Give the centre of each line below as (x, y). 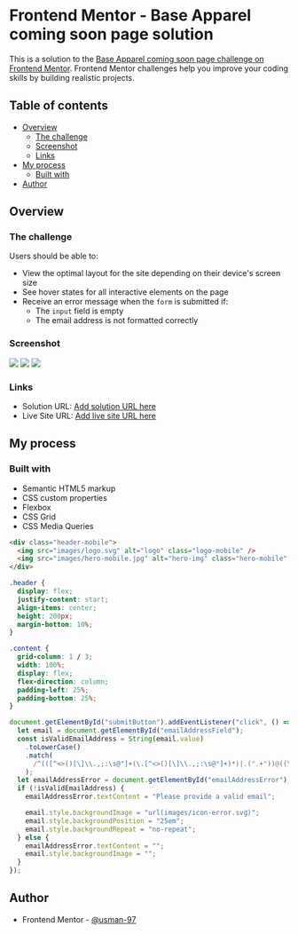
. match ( (39, 756)
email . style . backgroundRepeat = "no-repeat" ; (111, 829)
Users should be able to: (54, 256)
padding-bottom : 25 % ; (57, 698)
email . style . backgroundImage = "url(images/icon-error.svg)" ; (142, 813)
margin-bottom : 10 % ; (55, 624)
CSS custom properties (65, 497)
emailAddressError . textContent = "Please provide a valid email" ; (150, 797)
